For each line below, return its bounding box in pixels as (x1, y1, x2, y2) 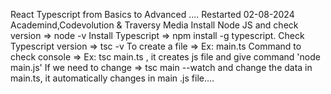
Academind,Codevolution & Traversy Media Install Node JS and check (10, 19, 299, 31)
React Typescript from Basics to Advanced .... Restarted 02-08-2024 (10, 9, 295, 20)
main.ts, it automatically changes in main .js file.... (10, 72, 215, 84)
